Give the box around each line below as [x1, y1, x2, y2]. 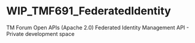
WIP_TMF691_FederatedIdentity [6, 4, 171, 18]
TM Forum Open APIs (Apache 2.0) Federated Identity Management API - [6, 24, 190, 31]
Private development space [6, 30, 74, 37]
